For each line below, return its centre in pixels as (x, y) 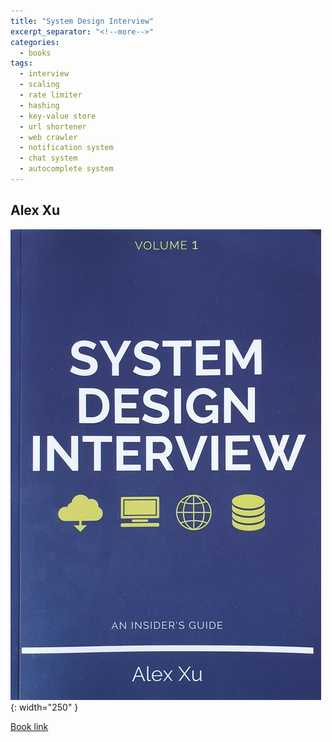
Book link (29, 726)
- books (35, 53)
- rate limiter (51, 95)
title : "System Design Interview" (82, 21)
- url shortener (53, 126)
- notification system (66, 148)
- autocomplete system (66, 169)
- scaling (39, 85)
